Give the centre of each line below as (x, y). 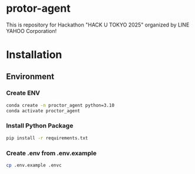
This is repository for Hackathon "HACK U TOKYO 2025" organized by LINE (98, 25)
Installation (34, 55)
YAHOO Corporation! (32, 31)
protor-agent (38, 9)
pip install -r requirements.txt (47, 138)
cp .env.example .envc (34, 165)
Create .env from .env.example (52, 153)
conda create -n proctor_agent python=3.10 (60, 105)
